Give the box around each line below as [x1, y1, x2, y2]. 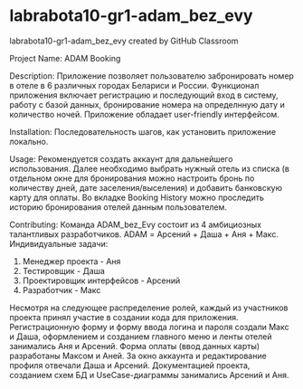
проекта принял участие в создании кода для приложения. [9, 311, 239, 322]
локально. [9, 136, 49, 147]
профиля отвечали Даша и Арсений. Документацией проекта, [9, 359, 251, 371]
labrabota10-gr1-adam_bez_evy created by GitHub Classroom [9, 35, 239, 46]
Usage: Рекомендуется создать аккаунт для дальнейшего [9, 153, 233, 164]
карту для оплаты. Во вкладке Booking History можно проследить [9, 192, 264, 203]
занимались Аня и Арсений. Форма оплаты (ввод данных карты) [9, 340, 260, 351]
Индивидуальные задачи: [9, 238, 109, 249]
